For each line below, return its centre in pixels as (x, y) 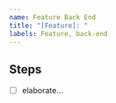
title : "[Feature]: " (49, 26)
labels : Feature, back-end (58, 33)
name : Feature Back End (53, 17)
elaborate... (42, 91)
